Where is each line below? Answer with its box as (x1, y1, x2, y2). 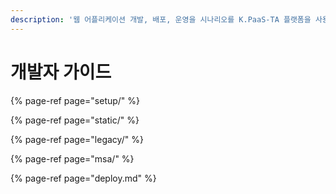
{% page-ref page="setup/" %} (10, 94, 141, 106)
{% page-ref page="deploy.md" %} (10, 172, 157, 184)
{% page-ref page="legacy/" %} (10, 133, 144, 145)
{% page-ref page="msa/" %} (10, 152, 135, 165)
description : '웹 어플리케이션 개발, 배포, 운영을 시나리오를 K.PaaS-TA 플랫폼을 (10, 14, 312, 25)
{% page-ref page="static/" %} (10, 114, 140, 126)
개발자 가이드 (10, 61, 112, 83)
